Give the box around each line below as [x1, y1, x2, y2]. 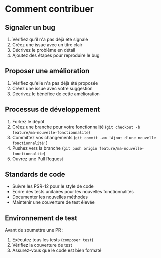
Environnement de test [5, 214, 77, 222]
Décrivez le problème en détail [12, 47, 76, 53]
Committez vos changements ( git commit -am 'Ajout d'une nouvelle [12, 134, 156, 140]
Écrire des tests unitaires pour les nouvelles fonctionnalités [12, 189, 134, 195]
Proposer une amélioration [5, 67, 90, 75]
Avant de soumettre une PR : [5, 227, 64, 233]
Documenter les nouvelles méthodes [12, 194, 88, 200]
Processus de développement [5, 105, 100, 114]
